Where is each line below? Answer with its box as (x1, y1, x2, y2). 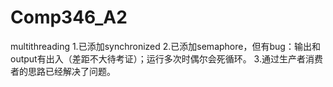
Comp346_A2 (10, 6, 128, 29)
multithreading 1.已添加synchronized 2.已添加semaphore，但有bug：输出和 (10, 40, 321, 52)
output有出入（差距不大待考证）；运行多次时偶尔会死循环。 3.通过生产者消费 (10, 52, 323, 65)
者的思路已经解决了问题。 (10, 65, 116, 77)
